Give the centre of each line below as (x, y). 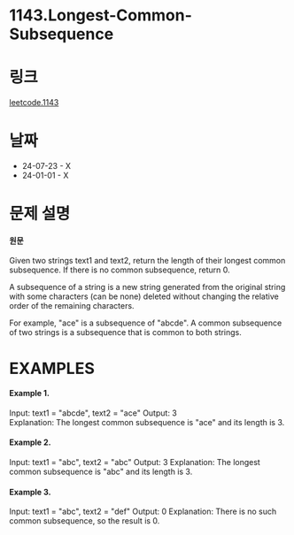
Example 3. (30, 492)
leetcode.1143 (34, 103)
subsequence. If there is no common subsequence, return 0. (120, 270)
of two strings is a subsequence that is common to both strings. (125, 332)
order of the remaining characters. (72, 306)
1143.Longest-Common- (101, 15)
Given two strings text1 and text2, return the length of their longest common (147, 261)
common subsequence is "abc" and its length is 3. (101, 472)
